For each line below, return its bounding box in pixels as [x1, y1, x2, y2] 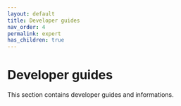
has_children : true [7, 37, 65, 44]
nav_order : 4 [7, 23, 46, 30]
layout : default [7, 10, 55, 18]
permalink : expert [7, 30, 61, 37]
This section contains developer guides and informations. [7, 90, 174, 99]
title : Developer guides [7, 17, 80, 24]
